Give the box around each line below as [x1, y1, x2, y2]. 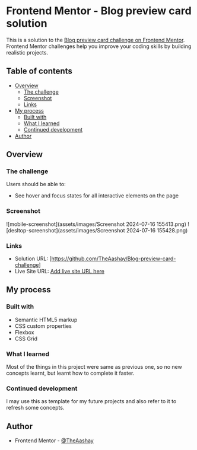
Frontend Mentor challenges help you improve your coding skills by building [6, 43, 192, 50]
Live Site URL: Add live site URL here [14, 268, 105, 275]
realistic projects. [6, 49, 49, 56]
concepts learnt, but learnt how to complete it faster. [6, 369, 135, 377]
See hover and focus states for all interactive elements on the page [14, 192, 179, 199]
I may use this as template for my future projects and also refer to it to [6, 398, 177, 405]
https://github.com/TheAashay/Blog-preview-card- [51, 255, 176, 262]
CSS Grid [14, 335, 37, 342]
